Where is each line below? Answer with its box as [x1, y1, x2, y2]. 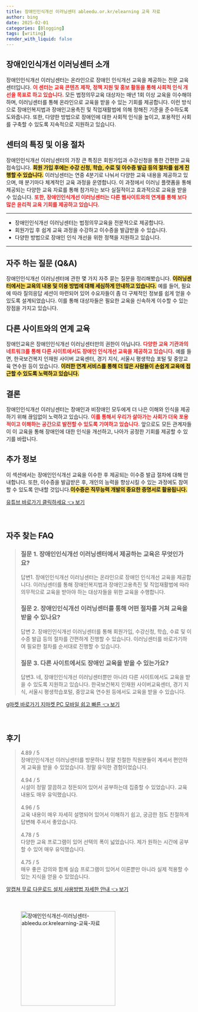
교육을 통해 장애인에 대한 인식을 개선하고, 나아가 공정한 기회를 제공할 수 [18, 428, 182, 435]
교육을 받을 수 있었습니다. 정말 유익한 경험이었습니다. [27, 764, 148, 771]
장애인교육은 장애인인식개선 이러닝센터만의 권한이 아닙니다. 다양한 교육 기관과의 [6, 341, 189, 348]
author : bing [6, 14, 38, 20]
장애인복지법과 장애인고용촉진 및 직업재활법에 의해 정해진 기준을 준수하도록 [16, 106, 189, 113]
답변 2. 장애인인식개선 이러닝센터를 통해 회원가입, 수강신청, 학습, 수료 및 [20, 628, 186, 635]
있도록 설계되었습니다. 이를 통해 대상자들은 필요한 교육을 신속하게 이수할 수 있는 [6, 297, 189, 305]
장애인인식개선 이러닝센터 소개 [6, 60, 110, 70]
